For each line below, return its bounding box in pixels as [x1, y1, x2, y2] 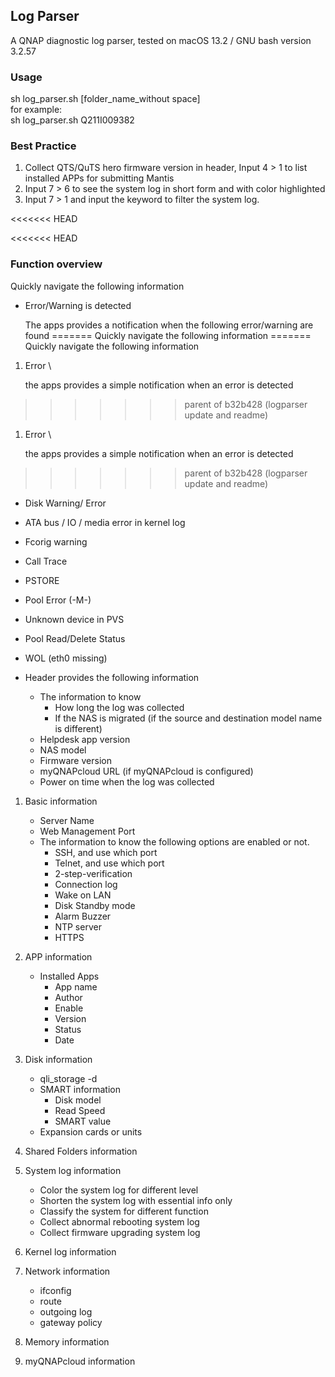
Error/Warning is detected [24, 299, 132, 311]
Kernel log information [24, 1245, 117, 1258]
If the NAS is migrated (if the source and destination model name [54, 712, 323, 724]
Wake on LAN [54, 889, 112, 901]
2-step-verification [54, 867, 133, 879]
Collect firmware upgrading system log [39, 1226, 201, 1238]
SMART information [39, 1083, 121, 1095]
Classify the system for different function [39, 1205, 209, 1217]
